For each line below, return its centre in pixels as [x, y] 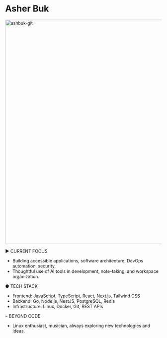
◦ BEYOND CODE [23, 316]
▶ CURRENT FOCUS [26, 251]
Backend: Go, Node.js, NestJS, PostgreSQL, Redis [64, 301]
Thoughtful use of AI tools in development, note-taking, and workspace [85, 271]
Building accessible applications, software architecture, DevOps [78, 260]
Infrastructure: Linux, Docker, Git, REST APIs [58, 306]
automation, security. [34, 266]
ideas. [19, 331]
